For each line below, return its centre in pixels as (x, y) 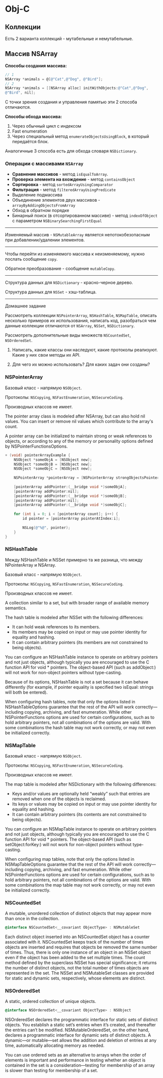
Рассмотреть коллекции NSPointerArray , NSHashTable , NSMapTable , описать (81, 316)
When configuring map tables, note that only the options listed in (70, 859)
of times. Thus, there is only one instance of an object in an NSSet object (78, 952)
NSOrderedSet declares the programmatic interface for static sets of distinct (81, 1020)
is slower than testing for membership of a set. (52, 1071)
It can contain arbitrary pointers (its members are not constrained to (80, 642)
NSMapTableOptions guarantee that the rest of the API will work (69, 864)
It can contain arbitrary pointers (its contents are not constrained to (79, 814)
